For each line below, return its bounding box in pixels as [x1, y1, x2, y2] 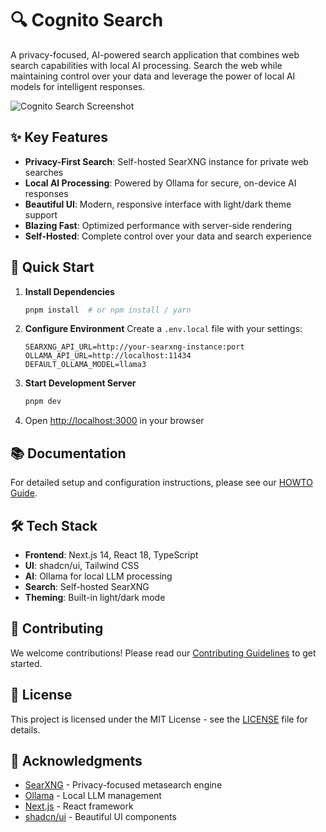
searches [24, 166, 64, 178]
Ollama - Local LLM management [24, 790, 162, 802]
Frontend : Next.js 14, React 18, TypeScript [24, 548, 199, 561]
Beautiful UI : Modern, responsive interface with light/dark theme [24, 198, 292, 210]
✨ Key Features [10, 129, 108, 146]
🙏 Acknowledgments [10, 752, 143, 769]
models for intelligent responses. [10, 80, 146, 92]
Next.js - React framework [24, 800, 134, 812]
